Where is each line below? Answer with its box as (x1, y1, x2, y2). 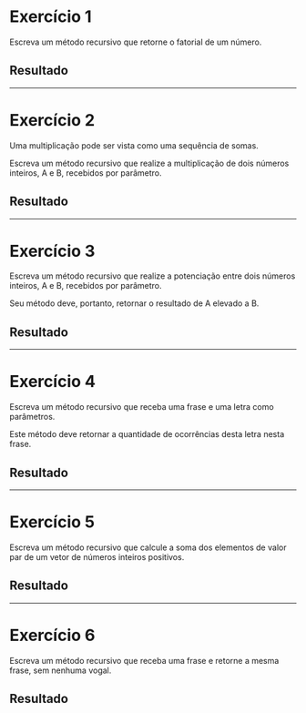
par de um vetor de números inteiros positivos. (9, 551, 185, 562)
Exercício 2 (9, 109, 96, 130)
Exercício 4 (9, 372, 96, 392)
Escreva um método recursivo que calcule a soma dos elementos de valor (9, 542, 287, 553)
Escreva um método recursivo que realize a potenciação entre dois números (9, 270, 296, 281)
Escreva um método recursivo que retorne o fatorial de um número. (9, 36, 262, 47)
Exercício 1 (9, 6, 93, 27)
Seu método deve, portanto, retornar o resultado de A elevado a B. (9, 298, 260, 309)
